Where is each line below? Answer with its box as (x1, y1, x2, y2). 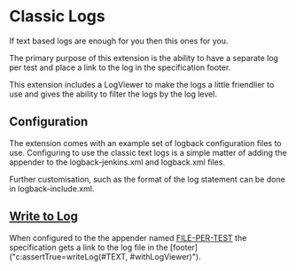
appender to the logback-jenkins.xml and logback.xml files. (9, 157, 226, 167)
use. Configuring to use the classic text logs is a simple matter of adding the (9, 147, 287, 158)
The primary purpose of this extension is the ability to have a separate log (9, 52, 279, 63)
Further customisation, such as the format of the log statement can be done (9, 174, 285, 184)
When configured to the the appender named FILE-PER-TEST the (9, 232, 247, 243)
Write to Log (9, 209, 78, 224)
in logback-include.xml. (9, 183, 95, 194)
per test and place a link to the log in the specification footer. (9, 62, 231, 73)
